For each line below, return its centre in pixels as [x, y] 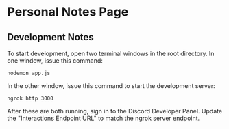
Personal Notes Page [68, 12]
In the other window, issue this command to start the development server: [111, 86]
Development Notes [50, 37]
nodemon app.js [29, 73]
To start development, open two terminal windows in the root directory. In [111, 53]
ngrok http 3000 [30, 98]
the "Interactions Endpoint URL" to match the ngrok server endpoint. [104, 118]
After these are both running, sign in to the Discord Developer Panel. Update [115, 111]
